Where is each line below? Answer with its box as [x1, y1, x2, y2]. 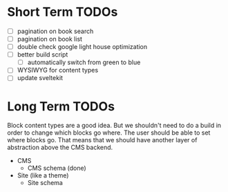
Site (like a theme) [17, 171, 69, 180]
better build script [17, 50, 68, 59]
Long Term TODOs [7, 98, 115, 114]
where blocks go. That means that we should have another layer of [7, 136, 198, 144]
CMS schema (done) [27, 164, 86, 173]
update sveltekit [17, 74, 64, 82]
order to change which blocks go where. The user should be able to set [7, 128, 211, 137]
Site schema [27, 179, 64, 187]
